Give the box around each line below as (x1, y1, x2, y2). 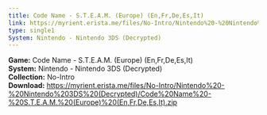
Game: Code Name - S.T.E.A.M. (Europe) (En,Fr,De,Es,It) (8, 56, 193, 65)
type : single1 (8, 26, 56, 34)
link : (8, 19, 26, 27)
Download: (8, 81, 45, 90)
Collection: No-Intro (8, 72, 75, 82)
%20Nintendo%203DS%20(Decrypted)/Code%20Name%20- (8, 89, 212, 99)
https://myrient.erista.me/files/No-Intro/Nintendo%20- (46, 81, 225, 90)
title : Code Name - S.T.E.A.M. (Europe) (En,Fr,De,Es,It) (8, 11, 204, 20)
